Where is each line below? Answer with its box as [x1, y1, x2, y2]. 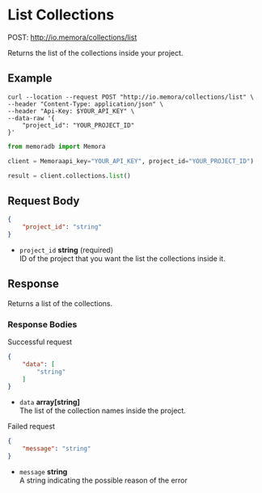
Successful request [7, 337, 73, 347]
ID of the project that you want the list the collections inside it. [19, 253, 226, 263]
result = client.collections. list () [7, 171, 131, 179]
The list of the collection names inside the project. [19, 406, 187, 415]
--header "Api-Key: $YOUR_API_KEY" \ [7, 107, 135, 115]
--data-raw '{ [7, 114, 56, 122]
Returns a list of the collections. [7, 298, 113, 308]
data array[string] [19, 398, 80, 407]
